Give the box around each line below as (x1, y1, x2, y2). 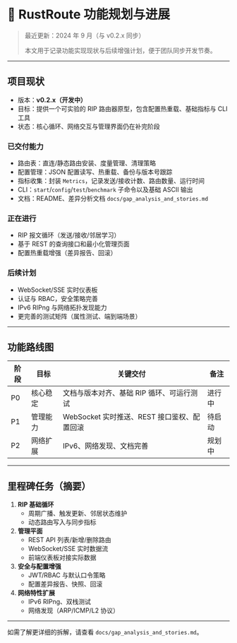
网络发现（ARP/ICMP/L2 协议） (28, 606, 120, 615)
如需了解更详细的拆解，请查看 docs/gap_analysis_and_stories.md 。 (7, 628, 203, 637)
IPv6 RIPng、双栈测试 (28, 598, 92, 606)
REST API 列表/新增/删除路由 (28, 536, 111, 544)
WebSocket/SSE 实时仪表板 (17, 285, 98, 294)
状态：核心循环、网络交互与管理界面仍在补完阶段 (17, 122, 160, 131)
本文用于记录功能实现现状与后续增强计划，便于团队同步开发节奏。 (24, 46, 217, 54)
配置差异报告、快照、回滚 (28, 580, 103, 589)
